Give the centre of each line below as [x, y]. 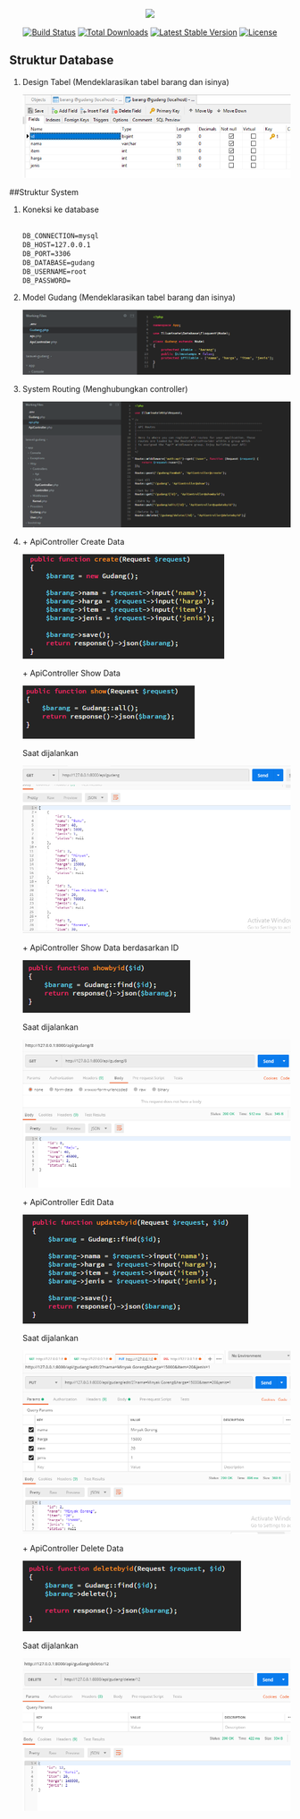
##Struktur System [44, 191]
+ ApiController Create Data [73, 542]
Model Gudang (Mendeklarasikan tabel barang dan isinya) [129, 297]
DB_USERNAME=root [54, 272]
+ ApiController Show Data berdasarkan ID [100, 948]
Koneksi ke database [61, 209]
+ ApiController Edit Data [68, 1202]
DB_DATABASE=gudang [58, 263]
